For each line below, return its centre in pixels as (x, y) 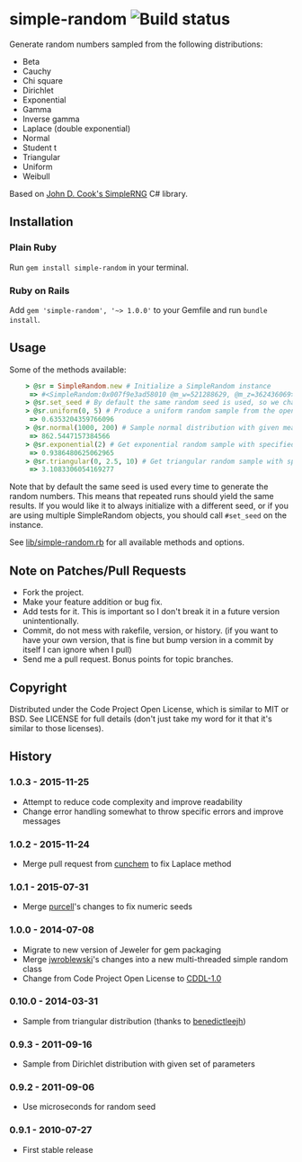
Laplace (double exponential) (76, 128)
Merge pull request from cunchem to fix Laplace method (127, 863)
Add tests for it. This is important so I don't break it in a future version (151, 612)
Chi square (42, 80)
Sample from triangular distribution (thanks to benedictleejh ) (134, 1021)
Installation (41, 222)
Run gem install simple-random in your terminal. (99, 267)
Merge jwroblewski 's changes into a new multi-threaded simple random (155, 959)
